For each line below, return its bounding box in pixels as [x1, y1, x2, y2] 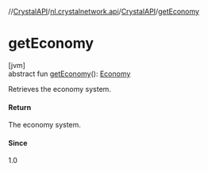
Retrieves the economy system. [8, 84, 111, 93]
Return [8, 102, 32, 112]
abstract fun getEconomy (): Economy [8, 69, 131, 78]
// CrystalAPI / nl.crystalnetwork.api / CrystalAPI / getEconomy [8, 7, 200, 16]
